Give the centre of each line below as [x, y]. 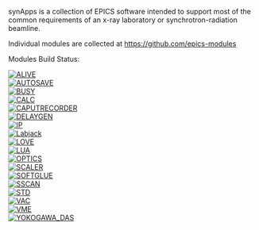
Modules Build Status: [44, 59]
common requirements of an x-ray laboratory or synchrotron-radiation [123, 20]
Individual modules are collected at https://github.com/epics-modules [122, 44]
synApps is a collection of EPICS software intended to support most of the [130, 11]
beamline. [25, 28]
